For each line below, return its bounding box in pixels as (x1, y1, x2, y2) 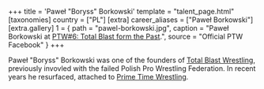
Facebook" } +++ (8, 40, 65, 50)
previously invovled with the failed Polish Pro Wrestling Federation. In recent (8, 64, 256, 73)
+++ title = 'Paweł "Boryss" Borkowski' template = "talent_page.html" (8, 7, 235, 16)
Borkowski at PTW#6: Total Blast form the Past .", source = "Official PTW (8, 32, 243, 41)
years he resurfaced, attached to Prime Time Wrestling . (8, 72, 189, 81)
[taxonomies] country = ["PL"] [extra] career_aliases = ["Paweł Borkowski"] (8, 15, 254, 24)
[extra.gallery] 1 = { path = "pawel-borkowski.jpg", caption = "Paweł (8, 24, 229, 32)
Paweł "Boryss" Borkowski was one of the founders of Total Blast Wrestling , (8, 55, 255, 65)
